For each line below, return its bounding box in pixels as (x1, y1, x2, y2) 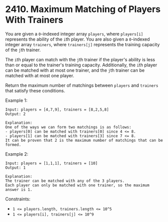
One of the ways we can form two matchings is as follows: (5, 125, 132, 130)
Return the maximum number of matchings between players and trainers (5, 82, 158, 88)
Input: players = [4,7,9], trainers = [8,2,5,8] (5, 107, 109, 112)
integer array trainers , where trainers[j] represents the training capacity (5, 41, 160, 47)
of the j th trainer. (5, 47, 41, 53)
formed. (5, 142, 22, 147)
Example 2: (5, 151, 29, 157)
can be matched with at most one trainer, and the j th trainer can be (5, 67, 145, 73)
